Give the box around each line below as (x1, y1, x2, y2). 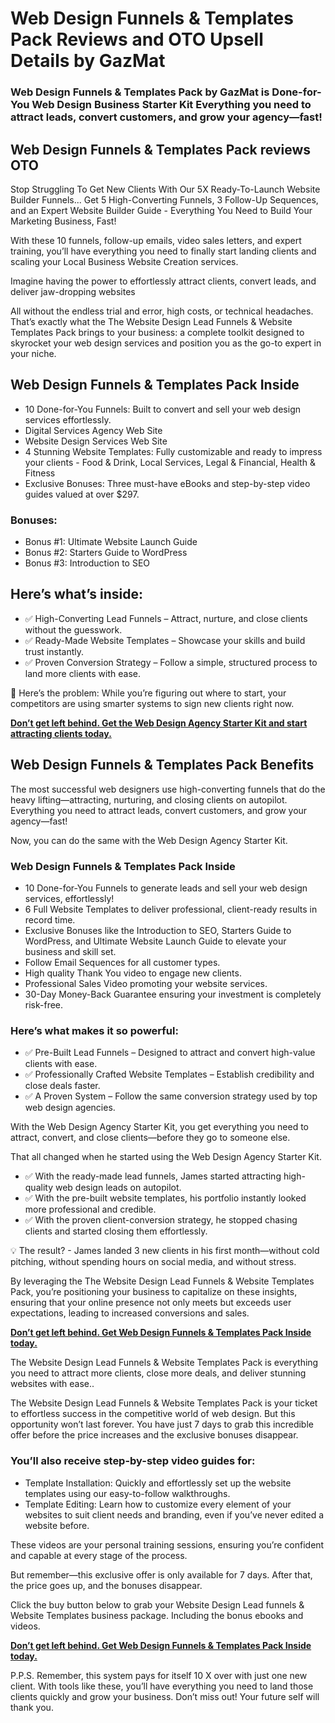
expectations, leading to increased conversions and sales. (10, 1307, 250, 1319)
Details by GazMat (10, 50, 166, 72)
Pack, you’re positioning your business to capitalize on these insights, (10, 1286, 298, 1298)
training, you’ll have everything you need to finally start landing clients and (10, 245, 317, 257)
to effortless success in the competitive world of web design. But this (10, 1408, 296, 1420)
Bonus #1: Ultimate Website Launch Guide (24, 536, 198, 548)
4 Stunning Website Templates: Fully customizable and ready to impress (24, 445, 323, 457)
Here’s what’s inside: (10, 586, 143, 603)
